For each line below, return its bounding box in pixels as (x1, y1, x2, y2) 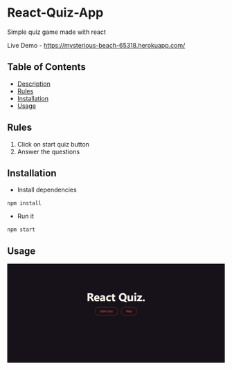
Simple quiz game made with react (7, 28, 106, 36)
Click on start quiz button (17, 140, 90, 148)
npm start (7, 226, 36, 233)
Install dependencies (17, 185, 78, 194)
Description (17, 80, 51, 88)
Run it (17, 212, 35, 221)
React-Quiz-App (7, 5, 104, 21)
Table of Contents (7, 61, 87, 73)
